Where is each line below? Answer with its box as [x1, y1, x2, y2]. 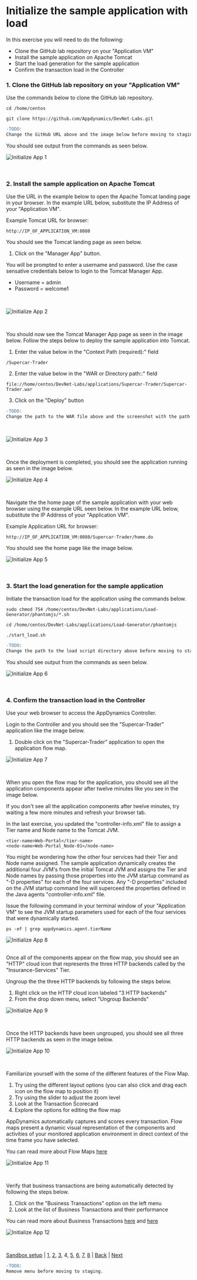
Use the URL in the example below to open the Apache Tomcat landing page [6, 193, 191, 200]
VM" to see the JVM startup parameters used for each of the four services [6, 909, 186, 916]
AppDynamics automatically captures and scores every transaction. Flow [6, 1118, 183, 1125]
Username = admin [14, 279, 62, 286]
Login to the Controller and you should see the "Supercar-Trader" [6, 721, 164, 728]
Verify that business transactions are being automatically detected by [6, 1182, 174, 1189]
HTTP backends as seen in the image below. [6, 1036, 114, 1043]
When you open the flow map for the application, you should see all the [6, 779, 179, 786]
